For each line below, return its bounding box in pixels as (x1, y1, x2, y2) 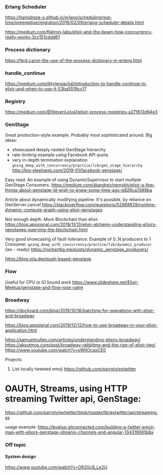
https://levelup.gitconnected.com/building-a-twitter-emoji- (37, 424, 155, 430)
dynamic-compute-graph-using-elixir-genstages (5, 207, 103, 213)
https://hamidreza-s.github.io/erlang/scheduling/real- (5, 15, 113, 20)
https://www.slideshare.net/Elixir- (72, 279, 139, 285)
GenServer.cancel (5, 202, 41, 208)
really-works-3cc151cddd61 (5, 34, 60, 40)
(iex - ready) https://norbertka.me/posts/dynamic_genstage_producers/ (5, 247, 148, 253)
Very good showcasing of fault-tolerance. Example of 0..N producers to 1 (5, 236, 151, 242)
